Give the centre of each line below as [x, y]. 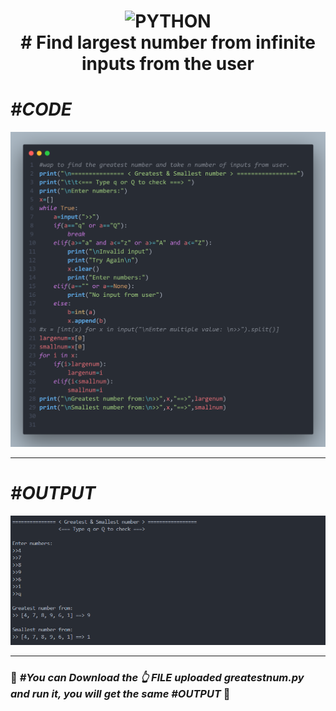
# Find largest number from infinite [168, 42]
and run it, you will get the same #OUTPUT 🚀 [120, 694]
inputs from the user [168, 64]
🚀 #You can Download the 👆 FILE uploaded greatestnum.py [157, 678]
